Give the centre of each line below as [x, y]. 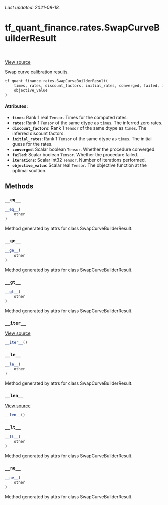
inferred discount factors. [38, 133]
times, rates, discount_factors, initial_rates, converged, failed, [87, 85]
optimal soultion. [29, 170]
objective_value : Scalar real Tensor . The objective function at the [80, 165]
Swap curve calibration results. [37, 72]
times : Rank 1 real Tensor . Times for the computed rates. [70, 117]
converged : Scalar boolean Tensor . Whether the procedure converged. [84, 149]
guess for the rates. [33, 144]
